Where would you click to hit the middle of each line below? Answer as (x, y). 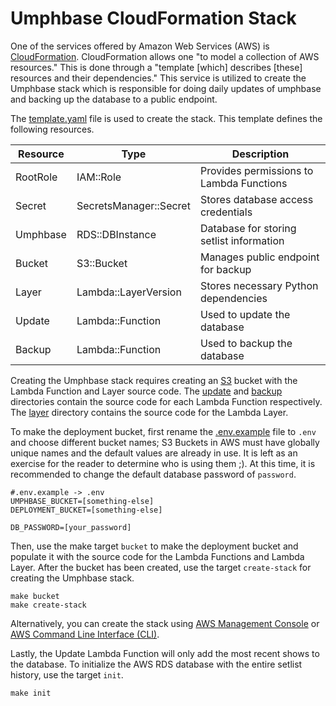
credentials (226, 212)
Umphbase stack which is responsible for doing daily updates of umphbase (166, 88)
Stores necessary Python (259, 285)
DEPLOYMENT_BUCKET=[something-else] (86, 510)
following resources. (52, 129)
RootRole (36, 177)
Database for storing (248, 228)
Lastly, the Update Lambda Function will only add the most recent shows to (165, 653)
